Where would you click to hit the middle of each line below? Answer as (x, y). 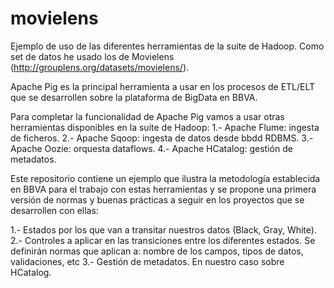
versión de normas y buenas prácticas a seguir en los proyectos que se (157, 199)
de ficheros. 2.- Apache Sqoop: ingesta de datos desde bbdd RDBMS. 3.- (162, 138)
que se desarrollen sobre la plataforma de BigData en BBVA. (134, 97)
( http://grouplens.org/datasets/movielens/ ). (100, 67)
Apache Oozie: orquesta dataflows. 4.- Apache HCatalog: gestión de (151, 148)
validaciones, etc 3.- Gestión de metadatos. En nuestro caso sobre (147, 261)
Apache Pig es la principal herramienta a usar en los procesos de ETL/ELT (163, 86)
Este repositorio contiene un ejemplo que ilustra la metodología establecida (165, 178)
